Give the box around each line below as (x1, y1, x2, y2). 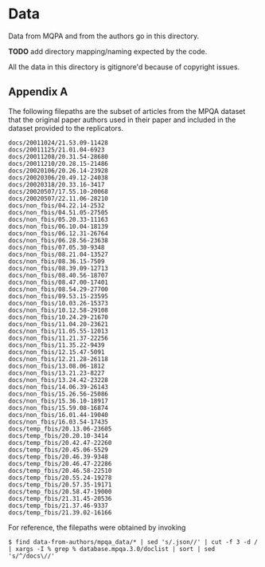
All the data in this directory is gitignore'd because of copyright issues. (8, 61, 240, 72)
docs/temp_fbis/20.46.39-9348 (8, 452, 109, 461)
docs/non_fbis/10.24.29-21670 (8, 313, 109, 321)
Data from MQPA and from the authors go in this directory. (8, 31, 200, 41)
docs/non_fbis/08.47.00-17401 (8, 278, 109, 286)
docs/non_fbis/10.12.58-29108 (8, 306, 109, 314)
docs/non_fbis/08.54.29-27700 (8, 285, 109, 293)
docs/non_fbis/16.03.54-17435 (8, 418, 109, 426)
